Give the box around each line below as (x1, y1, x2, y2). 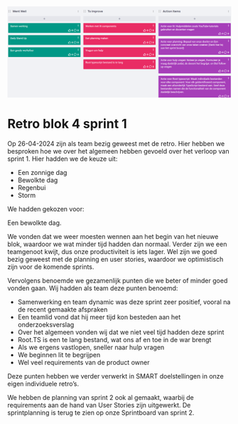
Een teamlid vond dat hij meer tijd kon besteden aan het (17, 313, 181, 322)
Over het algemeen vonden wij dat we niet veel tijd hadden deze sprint (17, 328, 225, 336)
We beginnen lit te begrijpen (17, 351, 101, 359)
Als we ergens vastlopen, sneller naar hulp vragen (17, 343, 165, 351)
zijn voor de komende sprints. (7, 263, 94, 271)
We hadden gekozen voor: (7, 205, 85, 213)
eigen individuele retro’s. (7, 380, 80, 388)
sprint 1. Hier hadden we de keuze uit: (7, 154, 118, 163)
